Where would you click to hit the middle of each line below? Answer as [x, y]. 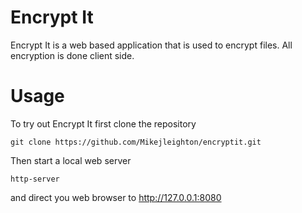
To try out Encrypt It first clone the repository [103, 123]
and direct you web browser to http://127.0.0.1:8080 [116, 197]
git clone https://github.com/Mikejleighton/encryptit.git [136, 142]
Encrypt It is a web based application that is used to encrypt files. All [151, 45]
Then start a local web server [71, 160]
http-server [35, 179]
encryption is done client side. [72, 55]
